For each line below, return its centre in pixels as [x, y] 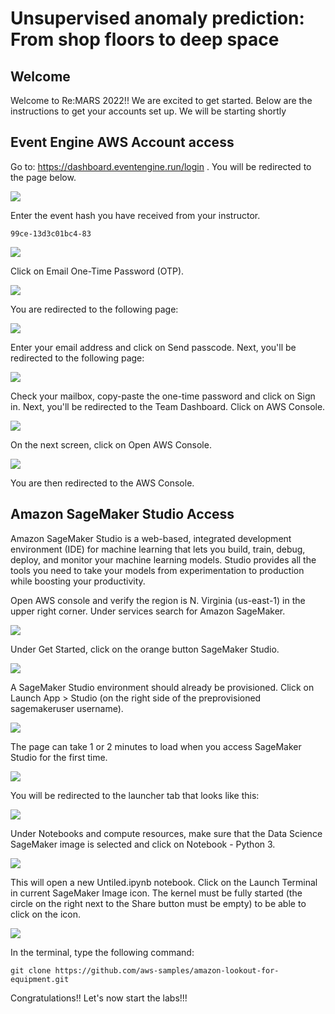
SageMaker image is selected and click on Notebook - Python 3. [143, 844]
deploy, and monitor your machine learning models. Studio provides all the [163, 559]
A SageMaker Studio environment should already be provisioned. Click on [162, 687]
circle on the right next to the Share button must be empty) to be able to [158, 903]
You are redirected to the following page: [94, 309]
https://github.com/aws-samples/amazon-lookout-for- [167, 970]
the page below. [43, 177]
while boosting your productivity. [78, 581]
